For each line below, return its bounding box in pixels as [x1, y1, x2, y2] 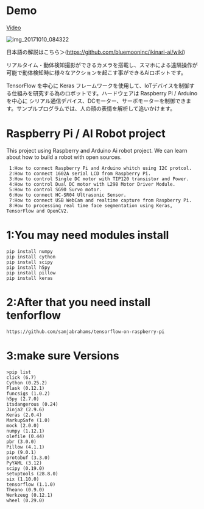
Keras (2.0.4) [6, 412, 43, 418]
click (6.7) [6, 374, 37, 381]
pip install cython [6, 254, 56, 260]
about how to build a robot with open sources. [6, 153, 122, 161]
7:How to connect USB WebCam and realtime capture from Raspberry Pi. [9, 197, 192, 203]
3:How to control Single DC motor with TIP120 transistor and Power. [9, 175, 189, 182]
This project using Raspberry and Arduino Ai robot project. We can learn [6, 147, 188, 154]
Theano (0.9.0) [6, 486, 45, 493]
